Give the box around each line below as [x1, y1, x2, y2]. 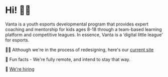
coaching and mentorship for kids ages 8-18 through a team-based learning [5, 26, 162, 32]
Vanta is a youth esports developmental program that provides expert [5, 21, 149, 27]
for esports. [5, 37, 30, 43]
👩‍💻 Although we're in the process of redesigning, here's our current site [5, 46, 154, 52]
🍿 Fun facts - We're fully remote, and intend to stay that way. [5, 56, 130, 62]
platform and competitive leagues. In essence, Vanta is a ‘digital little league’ [5, 31, 163, 37]
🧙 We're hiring [5, 66, 35, 72]
